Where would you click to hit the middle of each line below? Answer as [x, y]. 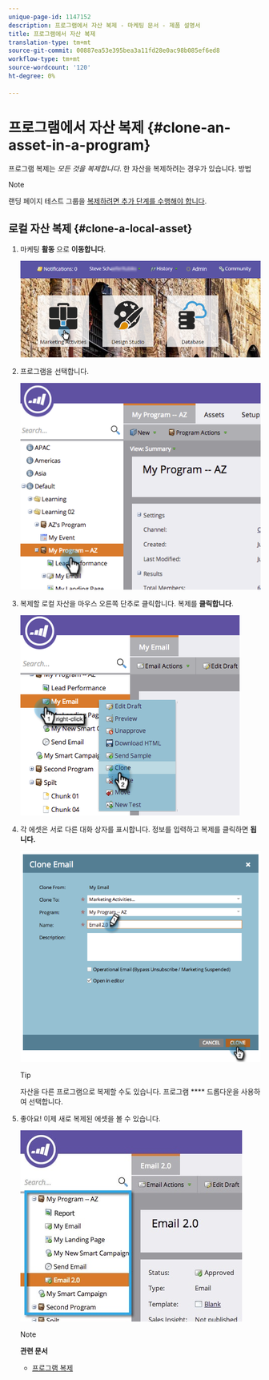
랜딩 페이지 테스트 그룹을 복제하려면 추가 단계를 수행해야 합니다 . [108, 201]
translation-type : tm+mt [50, 42]
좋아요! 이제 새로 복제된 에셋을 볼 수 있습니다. [90, 1119]
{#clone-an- [189, 127]
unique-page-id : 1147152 [50, 17]
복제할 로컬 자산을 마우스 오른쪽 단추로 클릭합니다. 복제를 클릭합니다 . [126, 603]
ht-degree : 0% [32, 76]
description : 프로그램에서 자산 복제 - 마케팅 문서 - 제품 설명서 [104, 25]
